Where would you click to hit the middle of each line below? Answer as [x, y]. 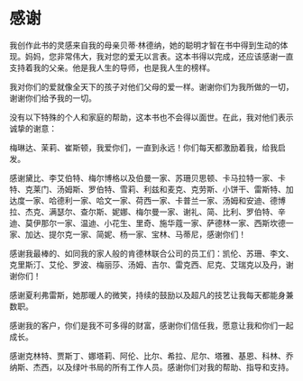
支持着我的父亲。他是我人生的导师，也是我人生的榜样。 [112, 68]
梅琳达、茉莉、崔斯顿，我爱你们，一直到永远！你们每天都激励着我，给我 [143, 147]
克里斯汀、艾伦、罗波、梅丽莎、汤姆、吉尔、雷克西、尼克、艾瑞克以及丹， [147, 264]
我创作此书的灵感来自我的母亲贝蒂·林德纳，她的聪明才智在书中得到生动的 [145, 45]
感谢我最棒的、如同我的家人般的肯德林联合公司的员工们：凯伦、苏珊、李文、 [151, 253]
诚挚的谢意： [33, 128]
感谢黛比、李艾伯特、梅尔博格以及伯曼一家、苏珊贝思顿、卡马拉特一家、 [143, 177]
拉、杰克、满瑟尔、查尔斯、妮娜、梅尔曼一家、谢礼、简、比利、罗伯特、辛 [147, 212]
